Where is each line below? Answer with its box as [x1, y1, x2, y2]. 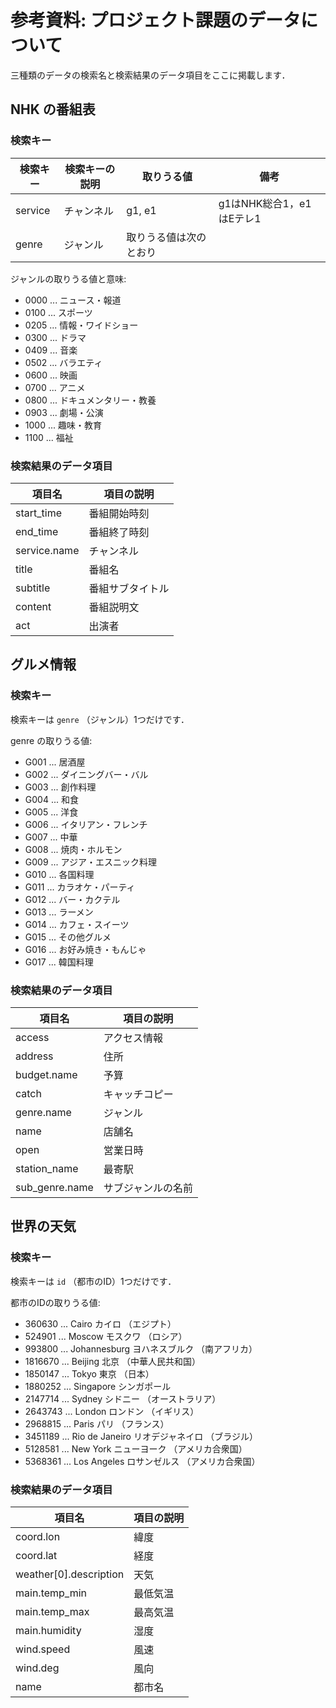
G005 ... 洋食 [24, 806, 79, 818]
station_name [15, 1161, 79, 1175]
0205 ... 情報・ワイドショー [24, 319, 139, 331]
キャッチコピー [103, 1087, 174, 1101]
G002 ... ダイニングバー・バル [24, 768, 149, 780]
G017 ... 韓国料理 [24, 956, 94, 968]
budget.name [15, 1067, 78, 1081]
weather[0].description [15, 1567, 125, 1581]
